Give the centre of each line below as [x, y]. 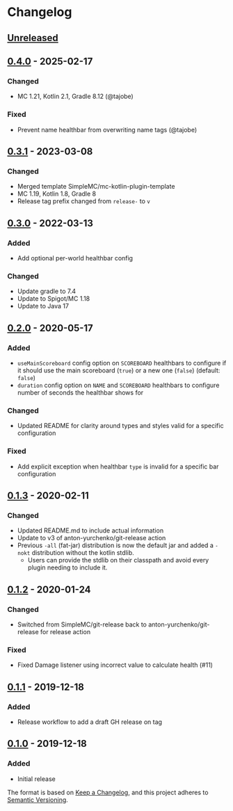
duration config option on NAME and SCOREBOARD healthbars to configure [118, 385]
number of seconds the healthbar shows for [80, 392]
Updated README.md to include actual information [90, 530]
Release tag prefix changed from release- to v [84, 201]
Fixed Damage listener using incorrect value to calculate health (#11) [115, 665]
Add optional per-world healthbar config [75, 258]
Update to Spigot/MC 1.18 [54, 299]
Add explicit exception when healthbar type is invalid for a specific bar [118, 466]
